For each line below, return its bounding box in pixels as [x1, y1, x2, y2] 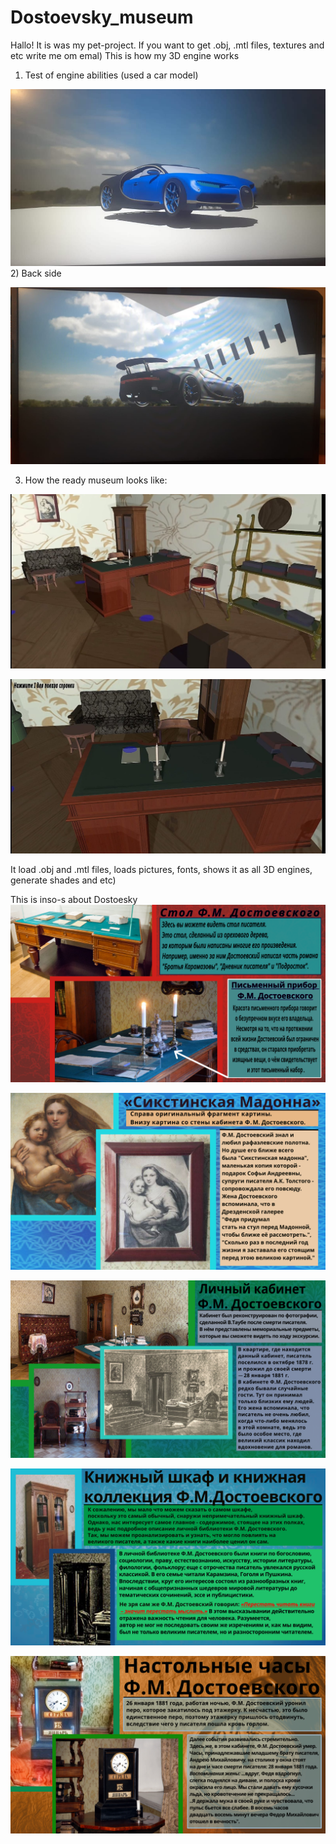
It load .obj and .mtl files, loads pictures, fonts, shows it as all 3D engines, [10, 864, 313, 876]
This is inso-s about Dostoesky [10, 894, 138, 906]
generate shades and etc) [10, 874, 117, 886]
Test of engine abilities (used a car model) [24, 69, 199, 81]
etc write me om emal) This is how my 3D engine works [10, 49, 240, 61]
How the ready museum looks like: [24, 474, 168, 486]
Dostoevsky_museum [10, 6, 194, 29]
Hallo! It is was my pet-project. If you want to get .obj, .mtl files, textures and [10, 39, 325, 51]
